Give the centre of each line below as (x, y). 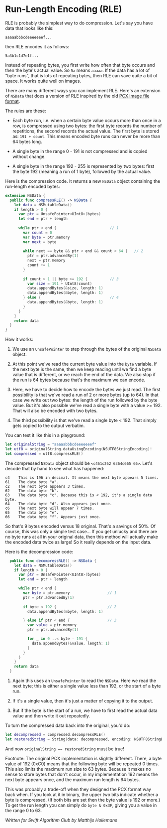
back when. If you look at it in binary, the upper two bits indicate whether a (82, 794)
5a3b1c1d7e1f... (22, 56)
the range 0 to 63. (24, 810)
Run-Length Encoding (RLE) (64, 9)
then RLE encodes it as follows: (37, 46)
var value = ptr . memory (52, 625)
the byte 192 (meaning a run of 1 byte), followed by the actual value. (82, 171)
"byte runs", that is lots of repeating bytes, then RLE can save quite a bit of (82, 75)
